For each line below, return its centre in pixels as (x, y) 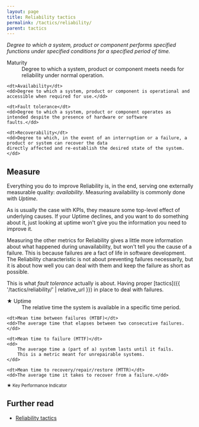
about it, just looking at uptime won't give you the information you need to (97, 223)
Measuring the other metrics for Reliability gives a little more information (95, 240)
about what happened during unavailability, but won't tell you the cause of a (99, 247)
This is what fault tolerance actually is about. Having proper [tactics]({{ (93, 283)
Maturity (17, 63)
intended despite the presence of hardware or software (77, 117)
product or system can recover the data (57, 143)
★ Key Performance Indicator (37, 386)
